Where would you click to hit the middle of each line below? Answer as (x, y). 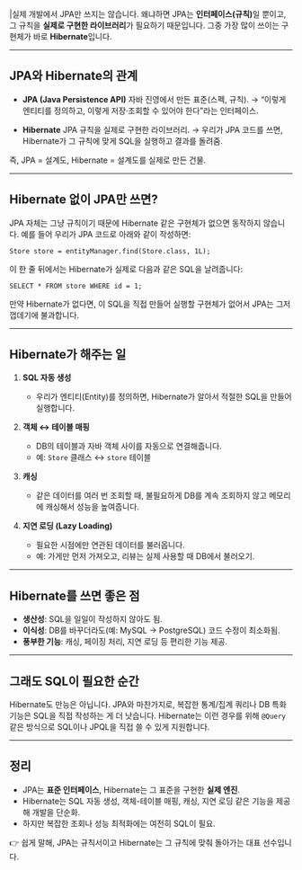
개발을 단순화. (56, 812)
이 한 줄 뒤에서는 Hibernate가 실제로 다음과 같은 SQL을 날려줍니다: (126, 269)
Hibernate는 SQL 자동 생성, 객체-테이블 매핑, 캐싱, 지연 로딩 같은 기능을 (148, 801)
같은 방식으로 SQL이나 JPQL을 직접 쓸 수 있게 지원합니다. (110, 727)
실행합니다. (55, 408)
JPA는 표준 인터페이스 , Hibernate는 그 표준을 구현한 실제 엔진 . (131, 789)
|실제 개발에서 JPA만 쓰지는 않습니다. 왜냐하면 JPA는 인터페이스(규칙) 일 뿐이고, (148, 14)
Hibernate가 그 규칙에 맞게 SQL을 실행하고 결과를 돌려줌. (122, 141)
